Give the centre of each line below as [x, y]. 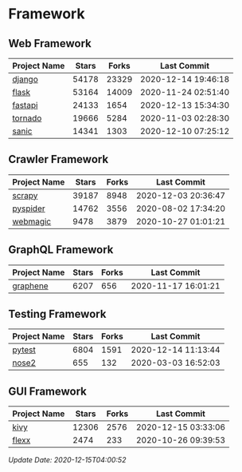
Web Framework [50, 44]
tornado [27, 118]
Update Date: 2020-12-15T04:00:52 [67, 460]
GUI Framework [48, 391]
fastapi [25, 105]
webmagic [32, 221]
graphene [31, 286]
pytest [24, 350]
